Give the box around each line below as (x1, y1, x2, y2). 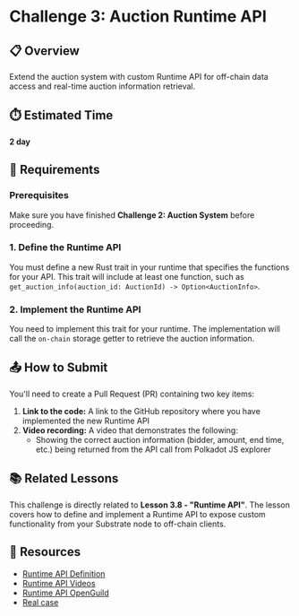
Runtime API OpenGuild (21, 587, 109, 598)
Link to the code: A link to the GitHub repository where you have (21, 405, 261, 416)
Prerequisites (9, 189, 69, 202)
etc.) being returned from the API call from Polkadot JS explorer (35, 444, 271, 455)
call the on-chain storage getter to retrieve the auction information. (9, 334, 255, 344)
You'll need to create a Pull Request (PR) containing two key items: (9, 388, 255, 399)
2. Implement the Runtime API (9, 303, 141, 316)
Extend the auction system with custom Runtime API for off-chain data (9, 72, 269, 82)
